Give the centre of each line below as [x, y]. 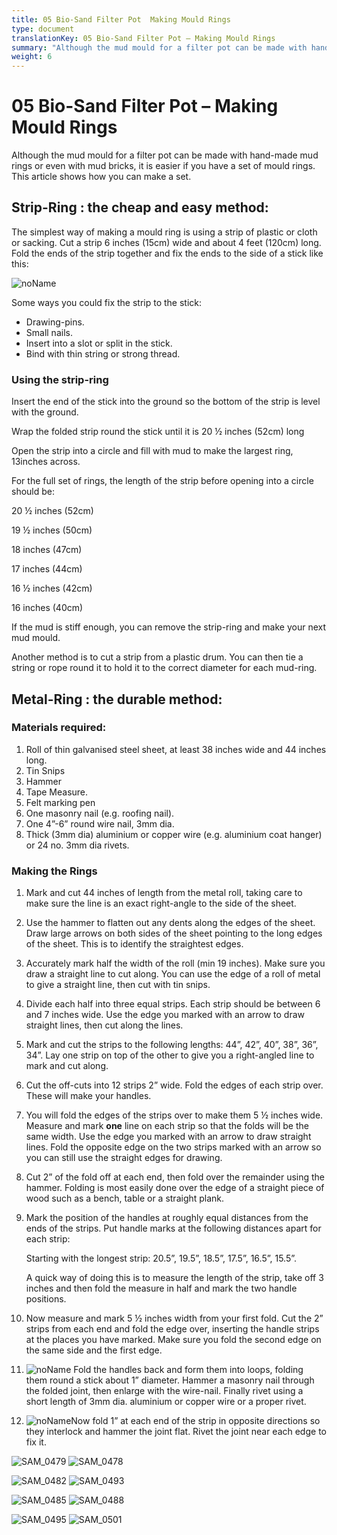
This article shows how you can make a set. [101, 177]
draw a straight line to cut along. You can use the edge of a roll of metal [173, 974]
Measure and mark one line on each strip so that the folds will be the [167, 1126]
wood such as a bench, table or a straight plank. [125, 1198]
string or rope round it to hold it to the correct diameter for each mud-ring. [164, 668]
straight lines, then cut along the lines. [104, 1025]
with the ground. [45, 412]
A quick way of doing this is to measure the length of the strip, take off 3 [174, 1278]
